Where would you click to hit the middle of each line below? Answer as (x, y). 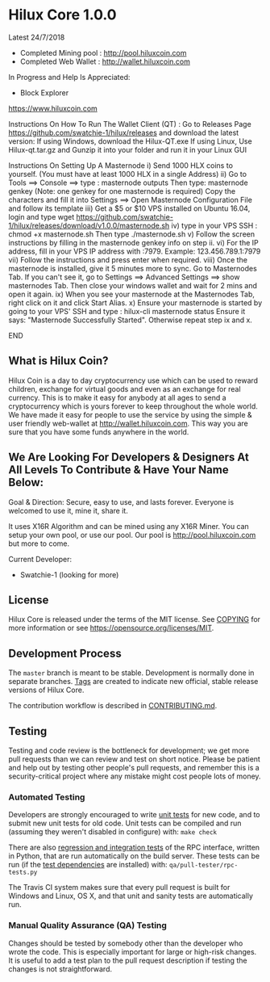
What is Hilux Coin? (58, 361)
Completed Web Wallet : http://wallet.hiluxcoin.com (105, 61)
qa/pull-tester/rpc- (204, 866)
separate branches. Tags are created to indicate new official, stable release (133, 682)
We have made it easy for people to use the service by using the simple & (130, 414)
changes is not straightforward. (60, 969)
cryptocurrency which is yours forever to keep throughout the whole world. (133, 406)
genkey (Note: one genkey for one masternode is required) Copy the (122, 191)
